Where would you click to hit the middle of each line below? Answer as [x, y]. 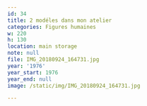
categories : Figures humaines [52, 27]
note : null [23, 53]
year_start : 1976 [33, 72]
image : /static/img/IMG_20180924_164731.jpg [74, 86]
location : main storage [42, 46]
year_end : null [30, 79]
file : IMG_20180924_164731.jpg [53, 60]
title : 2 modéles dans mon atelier [60, 20]
